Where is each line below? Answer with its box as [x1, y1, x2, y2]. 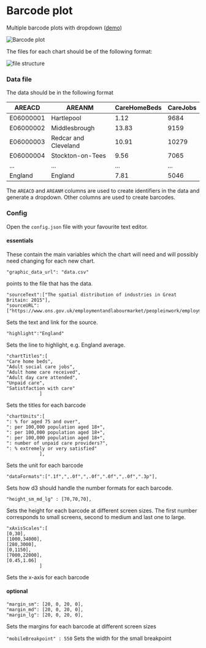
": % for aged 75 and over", [6, 418, 81, 425]
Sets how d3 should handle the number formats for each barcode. [6, 484, 174, 492]
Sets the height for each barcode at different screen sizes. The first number [6, 507, 197, 514]
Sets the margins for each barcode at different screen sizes [6, 622, 156, 630]
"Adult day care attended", [6, 374, 78, 380]
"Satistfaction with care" [6, 385, 75, 391]
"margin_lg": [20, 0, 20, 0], [6, 612, 84, 618]
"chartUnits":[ [6, 413, 45, 419]
